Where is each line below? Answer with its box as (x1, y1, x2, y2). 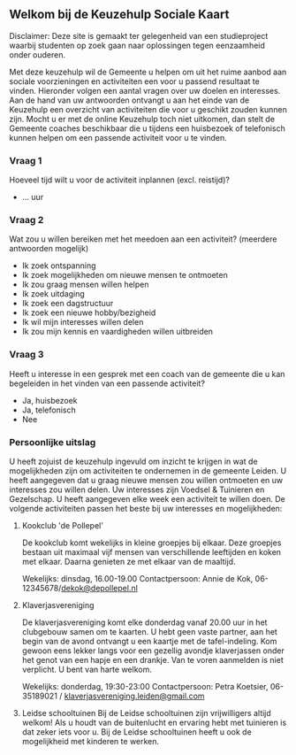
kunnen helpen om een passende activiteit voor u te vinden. (9, 132, 227, 143)
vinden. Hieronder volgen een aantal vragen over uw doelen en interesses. (9, 85, 281, 96)
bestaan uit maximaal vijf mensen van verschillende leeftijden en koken (21, 547, 281, 557)
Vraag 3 (9, 349, 44, 361)
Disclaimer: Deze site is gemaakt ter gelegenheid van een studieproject (9, 30, 269, 41)
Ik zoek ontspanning (21, 260, 96, 271)
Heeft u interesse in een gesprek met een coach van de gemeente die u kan (9, 368, 285, 379)
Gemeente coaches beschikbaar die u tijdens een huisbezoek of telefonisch (9, 123, 285, 134)
